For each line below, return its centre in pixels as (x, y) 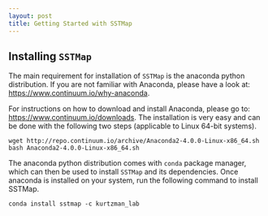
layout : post (30, 16)
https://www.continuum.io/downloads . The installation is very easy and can (134, 118)
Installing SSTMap (50, 56)
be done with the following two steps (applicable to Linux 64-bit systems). (133, 126)
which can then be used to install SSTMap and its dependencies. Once (123, 172)
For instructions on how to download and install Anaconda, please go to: (129, 109)
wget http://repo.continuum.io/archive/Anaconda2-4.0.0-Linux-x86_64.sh (134, 141)
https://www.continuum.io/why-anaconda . (79, 93)
